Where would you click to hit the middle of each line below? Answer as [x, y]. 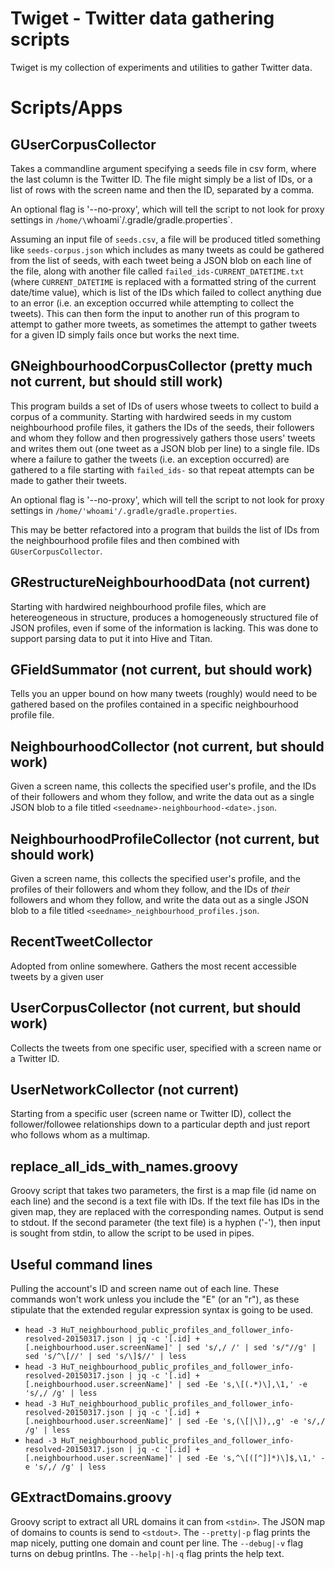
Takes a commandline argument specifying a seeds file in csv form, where [163, 168]
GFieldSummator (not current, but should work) [161, 669]
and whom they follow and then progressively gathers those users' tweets [163, 438]
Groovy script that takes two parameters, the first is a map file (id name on [163, 1191]
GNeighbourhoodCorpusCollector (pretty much [161, 366]
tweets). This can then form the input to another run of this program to [155, 313]
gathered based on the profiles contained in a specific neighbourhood [154, 704]
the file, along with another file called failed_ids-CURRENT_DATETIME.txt [157, 271]
